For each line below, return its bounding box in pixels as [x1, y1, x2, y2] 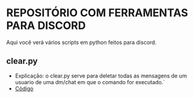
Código [15, 85, 34, 92]
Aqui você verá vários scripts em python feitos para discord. [6, 38, 157, 46]
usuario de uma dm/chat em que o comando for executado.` [15, 78, 165, 85]
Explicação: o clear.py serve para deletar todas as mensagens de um [15, 72, 187, 79]
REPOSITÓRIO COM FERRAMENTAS [6, 6, 189, 20]
